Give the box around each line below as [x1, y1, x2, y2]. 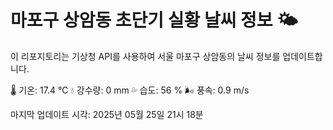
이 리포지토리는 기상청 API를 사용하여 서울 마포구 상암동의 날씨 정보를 [10, 50, 281, 62]
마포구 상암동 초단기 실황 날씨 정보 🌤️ [10, 9, 298, 32]
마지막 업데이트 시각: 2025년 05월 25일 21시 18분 [10, 108, 204, 120]
